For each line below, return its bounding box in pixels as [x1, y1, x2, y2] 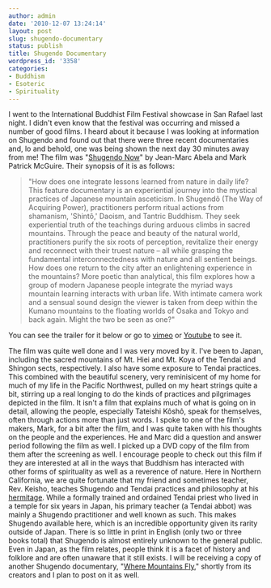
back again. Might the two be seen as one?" [28, 315, 176, 324]
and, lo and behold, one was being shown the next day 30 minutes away [8, 144, 250, 154]
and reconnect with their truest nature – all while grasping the [28, 246, 233, 255]
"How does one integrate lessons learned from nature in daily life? [28, 177, 249, 187]
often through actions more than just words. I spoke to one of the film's [8, 415, 245, 425]
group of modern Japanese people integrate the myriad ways [28, 281, 233, 290]
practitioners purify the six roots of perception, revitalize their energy [28, 237, 259, 247]
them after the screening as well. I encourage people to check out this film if [8, 449, 263, 459]
